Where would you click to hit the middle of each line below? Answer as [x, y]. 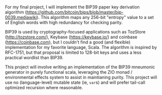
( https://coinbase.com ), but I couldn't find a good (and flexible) [68, 42]
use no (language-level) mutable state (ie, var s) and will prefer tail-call [75, 82]
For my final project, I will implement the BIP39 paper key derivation [73, 7]
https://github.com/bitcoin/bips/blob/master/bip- [75, 12]
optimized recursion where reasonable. [44, 87]
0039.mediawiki [21, 17]
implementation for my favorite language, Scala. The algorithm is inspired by [81, 47]
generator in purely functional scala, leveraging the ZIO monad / [69, 72]
